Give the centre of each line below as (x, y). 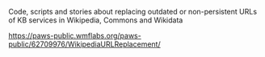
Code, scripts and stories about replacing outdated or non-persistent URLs (132, 12)
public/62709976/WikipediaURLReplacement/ (84, 44)
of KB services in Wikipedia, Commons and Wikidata (96, 20)
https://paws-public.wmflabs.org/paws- (75, 36)
